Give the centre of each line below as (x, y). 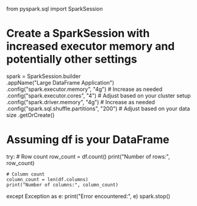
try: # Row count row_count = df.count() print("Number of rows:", (88, 156)
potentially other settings (72, 59)
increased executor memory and (91, 47)
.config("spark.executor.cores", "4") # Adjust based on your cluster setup (99, 95)
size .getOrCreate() (30, 115)
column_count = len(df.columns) (47, 179)
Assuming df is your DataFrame (88, 140)
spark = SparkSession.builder (44, 76)
